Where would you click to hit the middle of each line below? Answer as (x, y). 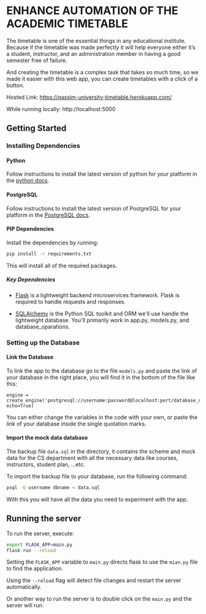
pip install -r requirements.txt (49, 254)
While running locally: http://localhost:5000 (61, 109)
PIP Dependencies (30, 229)
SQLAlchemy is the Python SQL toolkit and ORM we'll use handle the (102, 313)
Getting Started (36, 129)
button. (15, 85)
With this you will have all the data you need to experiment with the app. (97, 499)
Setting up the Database (43, 343)
